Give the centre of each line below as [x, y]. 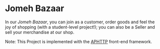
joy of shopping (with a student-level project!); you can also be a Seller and [80, 27]
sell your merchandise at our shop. [40, 32]
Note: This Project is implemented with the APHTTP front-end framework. [79, 41]
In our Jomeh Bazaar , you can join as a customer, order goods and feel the [80, 22]
